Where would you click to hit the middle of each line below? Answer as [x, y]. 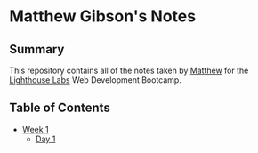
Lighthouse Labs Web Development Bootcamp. [96, 80]
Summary [37, 49]
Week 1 [35, 129]
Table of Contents [60, 108]
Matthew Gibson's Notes [103, 16]
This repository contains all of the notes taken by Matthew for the [129, 70]
